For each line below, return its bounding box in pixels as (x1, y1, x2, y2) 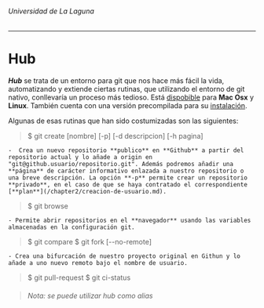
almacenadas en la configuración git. (8, 223, 135, 231)
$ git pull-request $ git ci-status (27, 273, 131, 282)
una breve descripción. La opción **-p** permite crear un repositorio (8, 174, 247, 182)
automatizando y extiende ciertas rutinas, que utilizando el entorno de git (8, 85, 245, 94)
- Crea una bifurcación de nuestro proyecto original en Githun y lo (8, 252, 241, 260)
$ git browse (27, 201, 68, 211)
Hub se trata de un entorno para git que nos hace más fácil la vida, (8, 76, 225, 85)
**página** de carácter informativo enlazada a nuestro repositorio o (8, 167, 244, 176)
